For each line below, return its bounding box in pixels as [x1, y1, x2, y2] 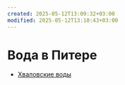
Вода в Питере [7, 47, 97, 63]
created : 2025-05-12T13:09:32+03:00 [7, 10, 115, 18]
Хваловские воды [17, 70, 72, 79]
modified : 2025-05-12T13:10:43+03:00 [7, 17, 119, 24]
